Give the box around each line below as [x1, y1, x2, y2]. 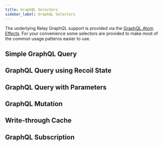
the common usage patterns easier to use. [5, 35, 91, 42]
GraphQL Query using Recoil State [5, 67, 112, 75]
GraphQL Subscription [5, 133, 75, 141]
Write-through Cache [5, 116, 72, 125]
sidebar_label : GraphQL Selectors [5, 12, 76, 17]
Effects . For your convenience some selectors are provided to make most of [5, 30, 158, 36]
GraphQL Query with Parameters [5, 83, 107, 91]
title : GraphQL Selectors [5, 7, 58, 12]
